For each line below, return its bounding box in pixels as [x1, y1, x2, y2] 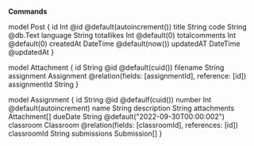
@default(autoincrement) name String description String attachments [8, 103, 235, 113]
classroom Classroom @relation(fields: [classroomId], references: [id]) [8, 121, 239, 129]
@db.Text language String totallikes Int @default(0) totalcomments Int [8, 31, 237, 40]
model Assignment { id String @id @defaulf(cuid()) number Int [8, 95, 212, 104]
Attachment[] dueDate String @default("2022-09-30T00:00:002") [8, 112, 225, 121]
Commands [8, 7, 48, 16]
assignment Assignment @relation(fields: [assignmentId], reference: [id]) [8, 71, 247, 80]
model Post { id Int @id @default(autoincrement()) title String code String [8, 22, 248, 31]
